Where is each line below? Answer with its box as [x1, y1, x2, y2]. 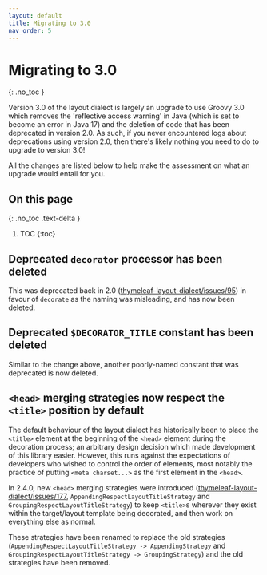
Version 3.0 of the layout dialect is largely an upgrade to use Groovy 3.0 [8, 103, 245, 113]
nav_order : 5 [8, 26, 52, 34]
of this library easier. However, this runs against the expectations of [8, 450, 230, 460]
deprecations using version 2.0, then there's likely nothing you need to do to [8, 137, 260, 146]
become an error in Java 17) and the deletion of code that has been [8, 120, 230, 129]
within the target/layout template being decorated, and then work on [8, 508, 233, 517]
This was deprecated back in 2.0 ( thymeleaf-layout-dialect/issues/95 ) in [8, 285, 246, 295]
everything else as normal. [8, 517, 96, 526]
